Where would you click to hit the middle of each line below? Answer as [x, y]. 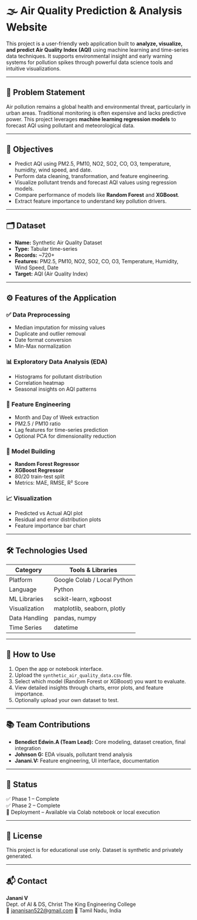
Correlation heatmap [39, 383]
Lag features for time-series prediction [61, 429]
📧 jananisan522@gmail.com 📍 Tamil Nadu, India [64, 911]
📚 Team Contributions [48, 725]
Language [23, 589]
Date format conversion [43, 340]
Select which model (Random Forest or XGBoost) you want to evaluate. [100, 681]
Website [27, 27]
